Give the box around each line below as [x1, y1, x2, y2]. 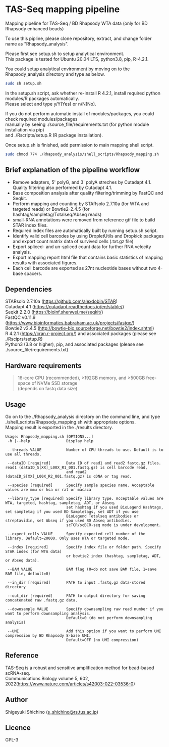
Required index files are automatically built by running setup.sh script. [12, 227, 158, 234]
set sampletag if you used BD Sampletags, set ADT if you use [5, 509, 139, 514]
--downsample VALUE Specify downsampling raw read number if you [7, 606, 164, 612]
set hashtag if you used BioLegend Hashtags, [66, 504, 164, 510]
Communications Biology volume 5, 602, [5, 675, 90, 681]
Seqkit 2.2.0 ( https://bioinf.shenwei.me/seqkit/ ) [5, 309, 103, 315]
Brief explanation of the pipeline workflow [5, 166, 140, 174]
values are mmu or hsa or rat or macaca [5, 487, 92, 492]
